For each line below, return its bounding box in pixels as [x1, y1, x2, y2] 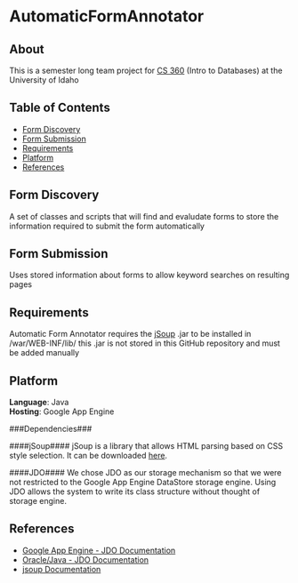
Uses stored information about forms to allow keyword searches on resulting [9, 269, 290, 281]
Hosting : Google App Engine [9, 406, 115, 417]
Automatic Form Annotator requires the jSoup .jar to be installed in [9, 329, 252, 339]
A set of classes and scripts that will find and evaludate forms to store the [9, 211, 279, 221]
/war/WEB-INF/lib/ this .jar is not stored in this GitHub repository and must [9, 338, 280, 348]
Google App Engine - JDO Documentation [21, 545, 176, 555]
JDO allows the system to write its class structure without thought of [9, 486, 261, 497]
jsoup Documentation [21, 563, 101, 574]
